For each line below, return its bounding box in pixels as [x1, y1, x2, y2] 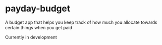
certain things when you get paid [5, 24, 73, 30]
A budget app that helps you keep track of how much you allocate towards [5, 19, 158, 25]
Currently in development [5, 34, 57, 40]
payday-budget [5, 3, 70, 14]
